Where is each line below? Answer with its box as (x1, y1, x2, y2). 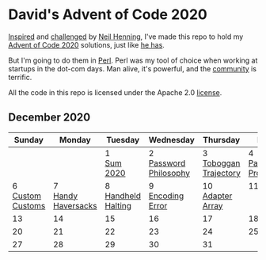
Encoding (148, 190, 184, 201)
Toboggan (202, 157, 241, 168)
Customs (12, 200, 46, 211)
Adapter (202, 190, 233, 201)
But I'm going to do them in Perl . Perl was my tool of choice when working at (8, 55, 258, 65)
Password (148, 157, 186, 168)
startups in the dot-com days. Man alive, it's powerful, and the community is (8, 63, 257, 73)
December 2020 (8, 111, 91, 124)
